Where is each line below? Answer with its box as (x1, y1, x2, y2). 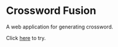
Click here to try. (6, 34, 46, 41)
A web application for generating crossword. (6, 23, 113, 30)
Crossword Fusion (6, 4, 96, 17)
